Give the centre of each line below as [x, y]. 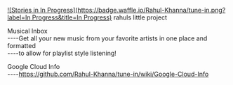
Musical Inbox [27, 31]
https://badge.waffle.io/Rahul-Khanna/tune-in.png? [151, 10]
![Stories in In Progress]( [42, 10]
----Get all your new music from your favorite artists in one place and [107, 38]
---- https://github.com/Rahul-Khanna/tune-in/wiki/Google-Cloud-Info [108, 74]
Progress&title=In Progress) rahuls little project [99, 17]
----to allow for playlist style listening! [62, 53]
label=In [19, 17]
